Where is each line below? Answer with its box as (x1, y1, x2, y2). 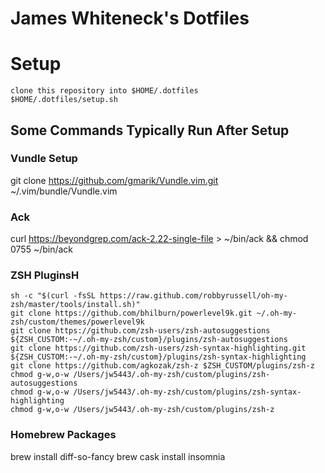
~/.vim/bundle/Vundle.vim (10, 185, 118, 197)
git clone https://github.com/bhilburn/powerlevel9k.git (10, 308, 253, 319)
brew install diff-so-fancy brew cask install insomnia (10, 450, 226, 462)
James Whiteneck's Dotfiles (10, 7, 250, 30)
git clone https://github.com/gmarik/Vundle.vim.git (10, 174, 219, 186)
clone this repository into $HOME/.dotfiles (10, 86, 199, 96)
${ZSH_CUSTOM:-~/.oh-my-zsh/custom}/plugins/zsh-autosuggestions (10, 335, 288, 345)
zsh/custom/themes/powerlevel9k (10, 317, 145, 327)
